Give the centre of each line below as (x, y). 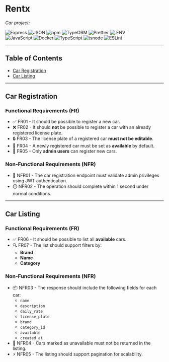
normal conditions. (32, 193)
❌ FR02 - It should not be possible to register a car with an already (82, 127)
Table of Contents (34, 58)
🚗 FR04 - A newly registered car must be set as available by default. (83, 146)
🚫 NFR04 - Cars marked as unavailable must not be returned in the (81, 343)
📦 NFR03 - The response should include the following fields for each (84, 287)
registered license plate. (37, 133)
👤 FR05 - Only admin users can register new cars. (65, 151)
